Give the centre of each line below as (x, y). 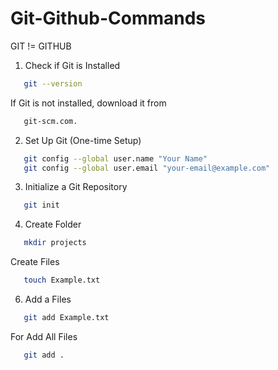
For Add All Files (44, 336)
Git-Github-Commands (108, 18)
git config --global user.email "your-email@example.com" (147, 168)
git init (41, 205)
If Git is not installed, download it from (88, 103)
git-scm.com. (50, 121)
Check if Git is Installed (72, 65)
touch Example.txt (62, 280)
